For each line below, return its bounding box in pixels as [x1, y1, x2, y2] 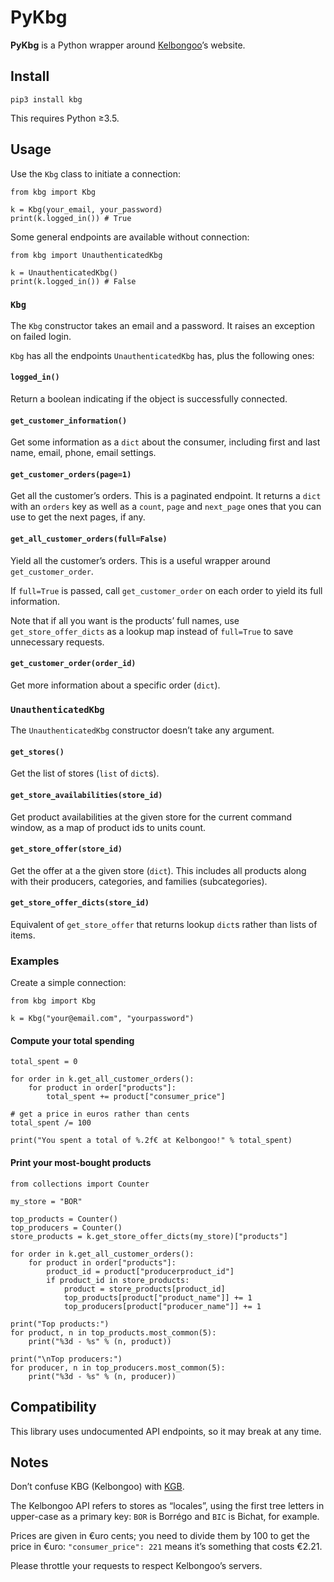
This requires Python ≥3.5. [10, 112, 120, 124]
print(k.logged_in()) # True [10, 213, 132, 223]
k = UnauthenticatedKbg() [10, 267, 118, 278]
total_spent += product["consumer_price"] [46, 1092, 226, 1102]
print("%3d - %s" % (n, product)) [28, 1336, 172, 1346]
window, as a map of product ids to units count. [10, 821, 207, 833]
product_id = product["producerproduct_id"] [46, 1266, 235, 1276]
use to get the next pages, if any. [10, 511, 146, 523]
